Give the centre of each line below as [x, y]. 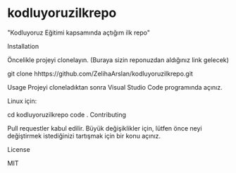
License [19, 149]
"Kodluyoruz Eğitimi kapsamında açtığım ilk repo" [79, 32]
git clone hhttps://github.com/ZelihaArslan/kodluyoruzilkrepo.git [100, 73]
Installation [23, 46]
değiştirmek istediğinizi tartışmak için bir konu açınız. [84, 136]
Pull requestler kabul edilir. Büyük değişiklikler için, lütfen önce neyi [105, 128]
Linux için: [22, 101]
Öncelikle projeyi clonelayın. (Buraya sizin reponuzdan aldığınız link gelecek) [118, 60]
